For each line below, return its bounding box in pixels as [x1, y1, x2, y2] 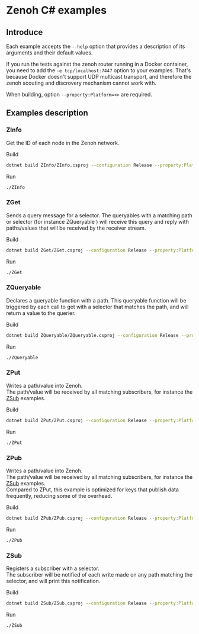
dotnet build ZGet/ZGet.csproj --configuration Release [6, 247, 147, 253]
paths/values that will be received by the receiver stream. [6, 224, 146, 231]
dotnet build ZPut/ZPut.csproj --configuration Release [6, 417, 147, 423]
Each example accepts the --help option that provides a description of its [6, 43, 185, 50]
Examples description [6, 108, 89, 118]
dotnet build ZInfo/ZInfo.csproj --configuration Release [6, 162, 152, 168]
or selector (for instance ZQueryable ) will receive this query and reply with [6, 218, 190, 225]
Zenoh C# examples [6, 4, 107, 17]
